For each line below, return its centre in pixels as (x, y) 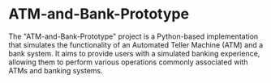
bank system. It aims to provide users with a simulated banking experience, (134, 53)
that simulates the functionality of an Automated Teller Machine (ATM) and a (136, 44)
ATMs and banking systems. (56, 70)
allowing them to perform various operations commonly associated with (129, 62)
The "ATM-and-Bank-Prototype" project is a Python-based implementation (133, 36)
